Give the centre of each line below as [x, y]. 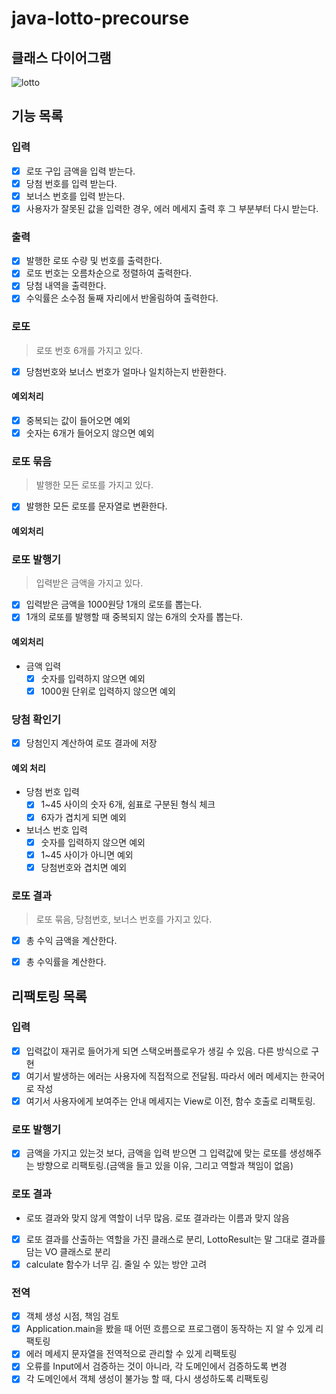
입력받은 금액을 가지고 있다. [89, 583]
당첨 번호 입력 [52, 792]
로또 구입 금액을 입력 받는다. [80, 171]
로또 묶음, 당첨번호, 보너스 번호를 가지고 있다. [124, 919]
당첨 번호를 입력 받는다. [71, 183]
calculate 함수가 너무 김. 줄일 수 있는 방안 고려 [116, 1264]
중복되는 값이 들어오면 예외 [78, 421]
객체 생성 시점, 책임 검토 [72, 1316]
